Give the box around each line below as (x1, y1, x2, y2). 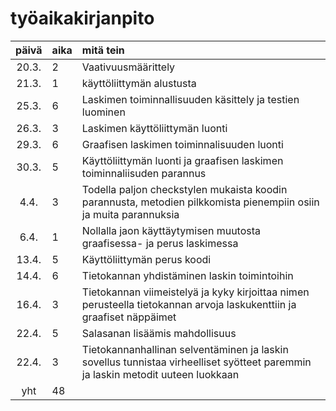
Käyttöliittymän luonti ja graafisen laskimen (81, 153, 284, 167)
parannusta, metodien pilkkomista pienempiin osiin (81, 195, 320, 209)
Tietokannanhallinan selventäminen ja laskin (81, 342, 289, 356)
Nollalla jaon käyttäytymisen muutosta (81, 223, 261, 237)
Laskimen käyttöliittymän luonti (81, 121, 228, 135)
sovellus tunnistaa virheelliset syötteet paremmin (81, 355, 312, 369)
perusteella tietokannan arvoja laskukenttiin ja (81, 297, 297, 311)
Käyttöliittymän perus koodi (81, 252, 212, 266)
